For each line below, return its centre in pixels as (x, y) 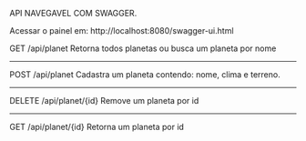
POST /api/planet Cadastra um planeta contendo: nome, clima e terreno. (145, 75)
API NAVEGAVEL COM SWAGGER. (73, 13)
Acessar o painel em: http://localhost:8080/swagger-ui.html (122, 30)
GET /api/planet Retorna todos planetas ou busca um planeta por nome (143, 48)
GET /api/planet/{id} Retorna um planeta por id (97, 127)
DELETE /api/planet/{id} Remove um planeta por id (104, 101)
